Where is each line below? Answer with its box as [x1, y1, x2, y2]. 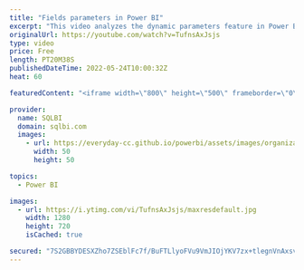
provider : [9, 105, 47, 114]
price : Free [9, 47, 54, 56]
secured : [9, 246, 43, 256]
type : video [9, 38, 54, 48]
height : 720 [25, 222, 71, 231]
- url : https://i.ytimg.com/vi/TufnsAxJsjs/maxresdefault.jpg [17, 205, 257, 214]
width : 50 [33, 147, 71, 157]
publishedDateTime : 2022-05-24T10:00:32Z [9, 64, 168, 73]
